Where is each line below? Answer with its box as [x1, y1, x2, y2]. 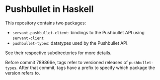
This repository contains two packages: [5, 20, 86, 26]
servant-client [12, 36, 44, 41]
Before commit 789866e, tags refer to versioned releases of [5, 59, 128, 65]
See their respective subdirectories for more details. [5, 50, 112, 56]
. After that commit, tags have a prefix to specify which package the [16, 65, 156, 71]
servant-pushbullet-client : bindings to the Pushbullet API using [12, 29, 145, 35]
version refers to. [5, 70, 41, 76]
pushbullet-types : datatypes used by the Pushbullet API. [12, 40, 129, 46]
